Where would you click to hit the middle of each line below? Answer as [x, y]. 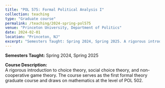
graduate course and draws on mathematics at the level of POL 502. [74, 80]
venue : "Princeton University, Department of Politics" [63, 28]
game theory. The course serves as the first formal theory [89, 75]
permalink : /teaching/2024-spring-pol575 [48, 23]
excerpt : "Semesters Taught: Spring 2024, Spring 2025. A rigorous [76, 42]
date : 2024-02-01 [23, 32]
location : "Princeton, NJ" [33, 37]
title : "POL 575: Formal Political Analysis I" [55, 10]
